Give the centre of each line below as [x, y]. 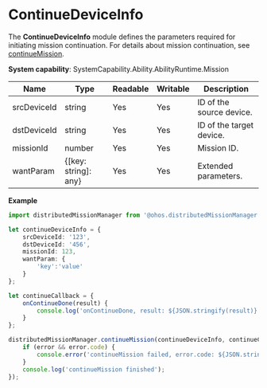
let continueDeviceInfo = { [55, 229]
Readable [131, 88]
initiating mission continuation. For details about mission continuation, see [129, 45]
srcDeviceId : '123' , [56, 237]
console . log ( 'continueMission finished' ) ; [94, 369]
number [79, 147]
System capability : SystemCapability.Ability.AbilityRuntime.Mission [118, 69]
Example [23, 200]
